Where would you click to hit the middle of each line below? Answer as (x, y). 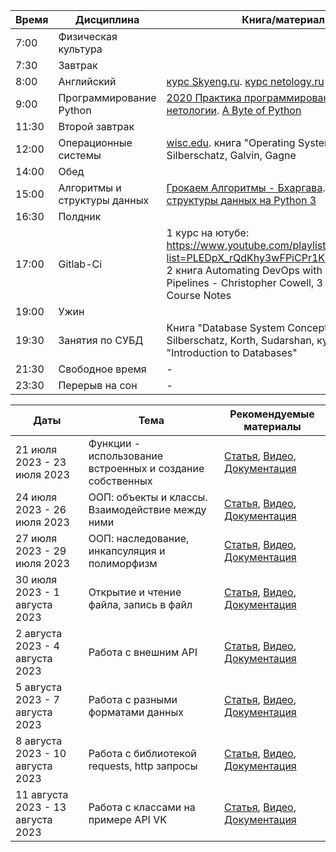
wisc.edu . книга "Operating (231, 142)
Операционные (95, 142)
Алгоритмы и (90, 187)
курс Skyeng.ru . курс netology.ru (245, 81)
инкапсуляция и (127, 551)
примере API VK (127, 819)
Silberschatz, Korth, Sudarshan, (240, 340)
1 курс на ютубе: (208, 232)
